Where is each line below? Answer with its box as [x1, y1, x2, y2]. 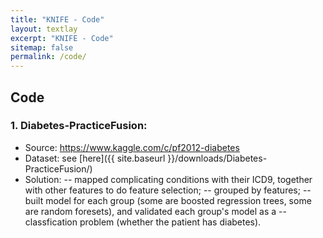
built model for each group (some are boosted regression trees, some [24, 194, 312, 206]
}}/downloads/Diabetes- [167, 152, 268, 164]
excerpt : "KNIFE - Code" [10, 33, 114, 43]
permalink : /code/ [10, 52, 87, 62]
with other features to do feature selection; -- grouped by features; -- [24, 184, 312, 196]
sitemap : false [10, 42, 74, 53]
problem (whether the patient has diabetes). [79, 216, 262, 228]
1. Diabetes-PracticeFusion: [10, 119, 148, 133]
